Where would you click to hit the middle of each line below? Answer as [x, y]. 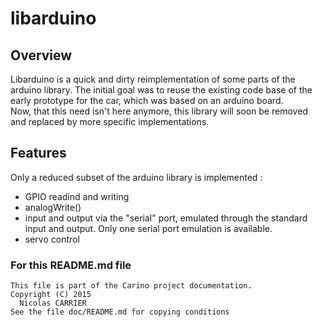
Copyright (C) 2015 [51, 295]
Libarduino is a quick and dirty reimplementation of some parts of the [153, 79]
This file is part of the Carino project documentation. [131, 286]
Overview [41, 55]
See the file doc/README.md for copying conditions [120, 312]
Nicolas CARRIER [53, 303]
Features [38, 153]
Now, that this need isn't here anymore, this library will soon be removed [159, 111]
